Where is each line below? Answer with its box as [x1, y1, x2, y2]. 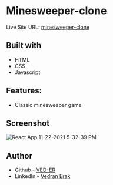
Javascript [14, 69, 41, 76]
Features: [6, 86, 42, 96]
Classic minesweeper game [14, 101, 82, 108]
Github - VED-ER [14, 166, 56, 174]
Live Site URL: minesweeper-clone [6, 23, 90, 31]
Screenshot [6, 118, 50, 128]
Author [6, 151, 32, 161]
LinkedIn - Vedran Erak [14, 173, 71, 180]
